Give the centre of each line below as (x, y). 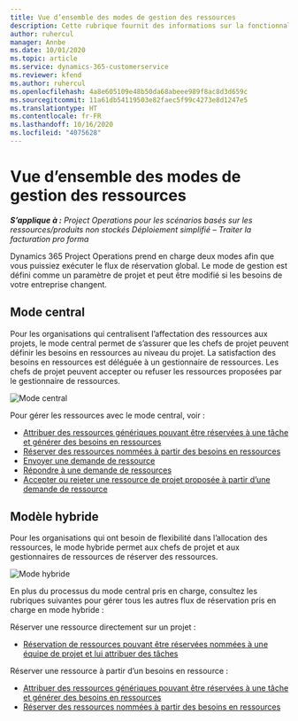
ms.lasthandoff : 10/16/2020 (62, 125)
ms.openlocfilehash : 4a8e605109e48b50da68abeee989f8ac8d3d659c (129, 91)
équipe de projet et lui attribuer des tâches (100, 654)
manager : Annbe (38, 42)
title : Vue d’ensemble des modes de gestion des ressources (123, 17)
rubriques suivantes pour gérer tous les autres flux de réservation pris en (143, 600)
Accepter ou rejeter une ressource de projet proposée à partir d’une (146, 479)
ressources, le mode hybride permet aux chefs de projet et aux (125, 547)
